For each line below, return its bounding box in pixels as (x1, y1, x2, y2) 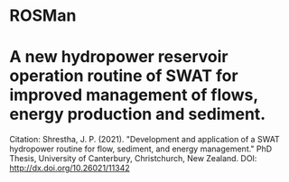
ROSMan (9, 5, 77, 26)
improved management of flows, (9, 85, 259, 105)
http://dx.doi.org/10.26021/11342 (9, 163, 130, 174)
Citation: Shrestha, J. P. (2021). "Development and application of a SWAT (9, 134, 280, 145)
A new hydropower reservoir (9, 47, 228, 68)
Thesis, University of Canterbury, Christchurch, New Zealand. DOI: (9, 153, 257, 164)
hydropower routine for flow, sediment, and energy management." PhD (9, 143, 273, 154)
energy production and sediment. (9, 105, 266, 124)
